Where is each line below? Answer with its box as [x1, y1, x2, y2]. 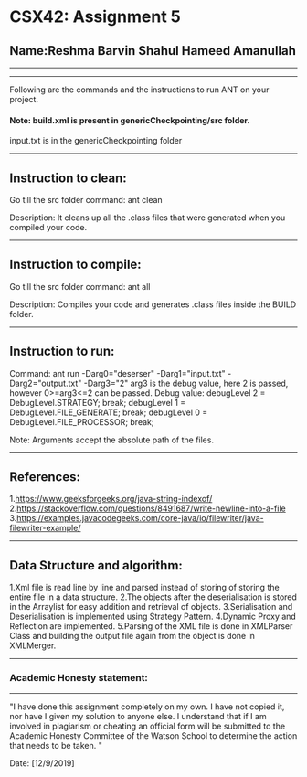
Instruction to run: [9, 344, 115, 359]
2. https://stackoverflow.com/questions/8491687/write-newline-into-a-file [9, 503, 286, 514]
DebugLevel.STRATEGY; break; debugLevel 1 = [9, 397, 186, 408]
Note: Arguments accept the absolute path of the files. [9, 434, 215, 445]
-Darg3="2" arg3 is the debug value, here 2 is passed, [83, 378, 289, 388]
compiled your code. [9, 222, 88, 233]
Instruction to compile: [9, 257, 142, 272]
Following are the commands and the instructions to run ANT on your [9, 84, 270, 95]
